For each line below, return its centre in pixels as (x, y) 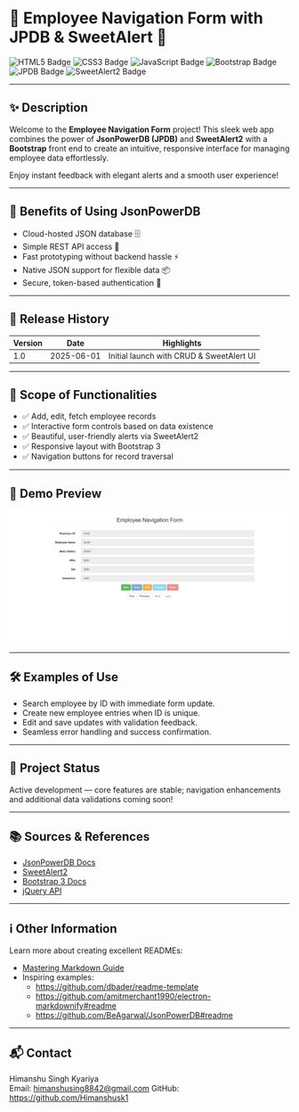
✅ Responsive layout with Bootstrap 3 (91, 446)
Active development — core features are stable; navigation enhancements (145, 790)
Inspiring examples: (58, 977)
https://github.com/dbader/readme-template (117, 987)
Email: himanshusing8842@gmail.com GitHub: (94, 1089)
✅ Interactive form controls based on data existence (117, 427)
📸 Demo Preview (56, 493)
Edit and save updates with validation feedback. (110, 722)
